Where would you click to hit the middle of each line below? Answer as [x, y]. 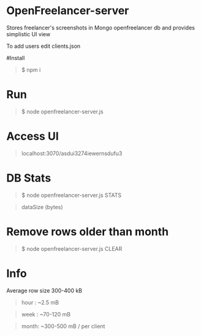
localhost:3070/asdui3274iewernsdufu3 [72, 153]
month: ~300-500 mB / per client [63, 326]
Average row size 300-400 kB [44, 290]
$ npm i [31, 70]
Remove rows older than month [88, 231]
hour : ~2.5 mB [40, 302]
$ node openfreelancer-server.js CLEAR [72, 248]
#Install [16, 58]
